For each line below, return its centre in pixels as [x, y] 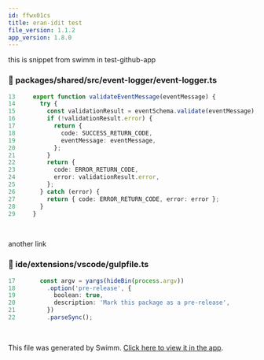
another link [27, 244]
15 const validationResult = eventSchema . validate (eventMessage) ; [133, 111]
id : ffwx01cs [29, 15]
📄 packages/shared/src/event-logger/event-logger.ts [113, 80]
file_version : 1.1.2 [42, 30]
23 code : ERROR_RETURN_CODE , [73, 170]
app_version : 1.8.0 [40, 37]
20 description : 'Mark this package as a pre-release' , [119, 303]
